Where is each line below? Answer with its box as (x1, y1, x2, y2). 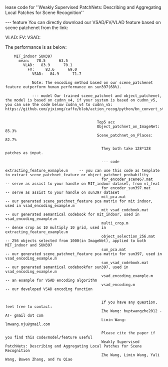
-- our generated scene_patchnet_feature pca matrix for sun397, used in (5, 252, 162, 257)
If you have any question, (101, 300, 157, 305)
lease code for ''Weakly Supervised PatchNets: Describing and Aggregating (5, 5, 161, 10)
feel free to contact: (5, 304, 52, 309)
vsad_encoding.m (101, 282, 135, 287)
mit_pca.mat (101, 194, 126, 199)
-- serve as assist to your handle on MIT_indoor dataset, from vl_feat (5, 181, 160, 186)
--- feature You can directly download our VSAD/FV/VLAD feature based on (5, 20, 161, 25)
